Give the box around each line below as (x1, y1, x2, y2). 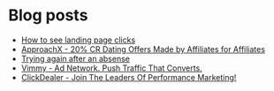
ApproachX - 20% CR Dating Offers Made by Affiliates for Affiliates (20, 43, 266, 54)
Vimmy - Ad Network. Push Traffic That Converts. (20, 63, 202, 73)
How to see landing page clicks (20, 34, 136, 45)
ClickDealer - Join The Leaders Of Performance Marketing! (20, 72, 237, 82)
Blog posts (8, 5, 88, 26)
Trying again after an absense (20, 53, 130, 64)
